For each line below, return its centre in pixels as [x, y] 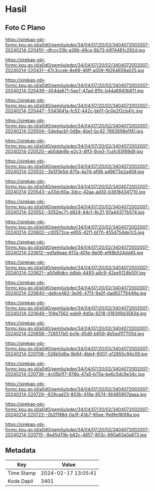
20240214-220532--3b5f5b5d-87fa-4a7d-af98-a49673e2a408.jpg [75, 171]
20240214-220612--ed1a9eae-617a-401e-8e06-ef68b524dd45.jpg [74, 252]
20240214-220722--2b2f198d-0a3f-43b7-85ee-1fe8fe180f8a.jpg [72, 414]
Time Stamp [22, 473]
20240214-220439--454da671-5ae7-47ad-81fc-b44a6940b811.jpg [74, 90]
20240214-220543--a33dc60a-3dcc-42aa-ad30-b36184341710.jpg [75, 192]
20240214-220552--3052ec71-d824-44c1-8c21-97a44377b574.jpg [75, 212]
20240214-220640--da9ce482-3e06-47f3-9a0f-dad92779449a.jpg [76, 293]
